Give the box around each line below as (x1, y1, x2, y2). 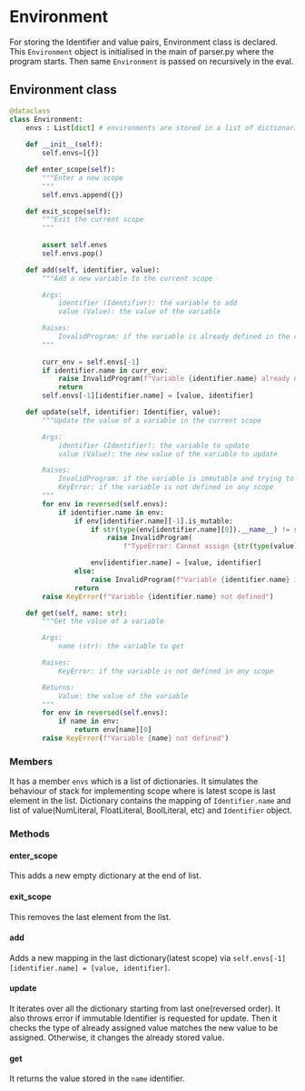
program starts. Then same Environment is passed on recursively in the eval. (9, 55, 294, 66)
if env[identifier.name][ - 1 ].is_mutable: (74, 516, 233, 525)
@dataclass (9, 106, 51, 115)
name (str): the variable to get (57, 642, 184, 651)
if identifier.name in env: (57, 507, 165, 517)
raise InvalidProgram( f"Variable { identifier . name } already (57, 375, 290, 384)
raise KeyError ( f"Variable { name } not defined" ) (42, 734, 230, 743)
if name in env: (57, 716, 120, 726)
